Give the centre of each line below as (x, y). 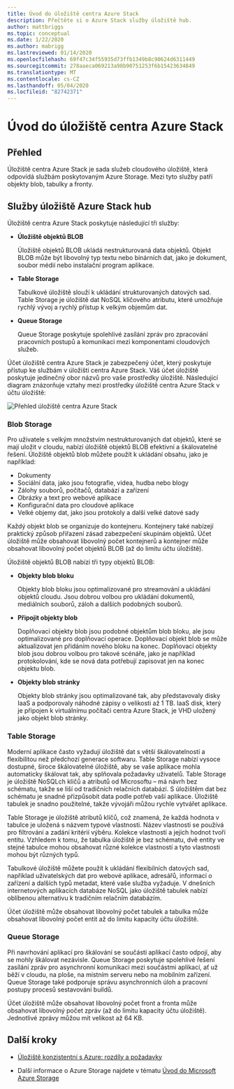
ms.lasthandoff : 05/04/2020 (48, 85)
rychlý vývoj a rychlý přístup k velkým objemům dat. (92, 307)
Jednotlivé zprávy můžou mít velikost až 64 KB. (76, 1018)
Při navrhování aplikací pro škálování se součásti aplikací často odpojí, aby (115, 952)
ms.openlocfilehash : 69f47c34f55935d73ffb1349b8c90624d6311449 (101, 60)
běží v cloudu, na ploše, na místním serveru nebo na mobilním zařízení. (109, 974)
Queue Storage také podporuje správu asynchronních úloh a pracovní (108, 982)
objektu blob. (36, 669)
